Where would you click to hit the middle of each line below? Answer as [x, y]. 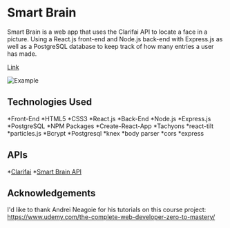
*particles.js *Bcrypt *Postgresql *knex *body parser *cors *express [106, 133]
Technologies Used [49, 102]
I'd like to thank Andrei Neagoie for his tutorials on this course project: [107, 210]
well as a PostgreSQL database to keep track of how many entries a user [111, 46]
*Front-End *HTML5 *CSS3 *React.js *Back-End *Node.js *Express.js [109, 118]
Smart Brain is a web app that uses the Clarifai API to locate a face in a [107, 32]
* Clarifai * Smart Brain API [44, 172]
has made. [22, 54]
